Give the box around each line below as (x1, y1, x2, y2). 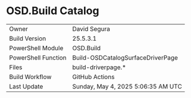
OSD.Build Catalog (6, 4, 99, 18)
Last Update (9, 82, 43, 90)
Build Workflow (9, 73, 52, 81)
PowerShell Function (9, 53, 67, 61)
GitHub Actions (72, 73, 115, 81)
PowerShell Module (9, 44, 64, 52)
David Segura (72, 25, 110, 33)
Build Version (9, 34, 46, 43)
